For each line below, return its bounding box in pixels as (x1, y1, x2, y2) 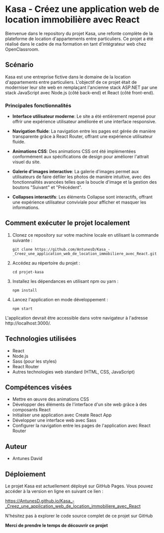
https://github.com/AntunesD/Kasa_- (34, 247, 110, 252)
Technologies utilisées (5, 334, 77, 343)
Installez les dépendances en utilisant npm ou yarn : (12, 278, 119, 284)
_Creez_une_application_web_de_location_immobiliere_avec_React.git (12, 251, 157, 256)
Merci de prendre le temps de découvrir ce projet (5, 523, 108, 529)
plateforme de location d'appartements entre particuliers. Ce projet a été (5, 36, 154, 42)
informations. (12, 204, 40, 210)
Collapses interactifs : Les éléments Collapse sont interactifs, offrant (12, 194, 153, 200)
